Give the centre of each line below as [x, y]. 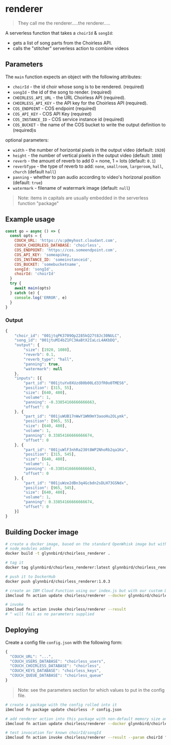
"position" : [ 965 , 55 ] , [49, 421]
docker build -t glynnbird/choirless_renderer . [58, 554]
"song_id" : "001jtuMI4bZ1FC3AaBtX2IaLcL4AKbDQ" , [67, 341]
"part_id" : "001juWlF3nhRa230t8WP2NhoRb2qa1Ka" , [76, 450]
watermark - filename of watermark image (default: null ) [72, 188]
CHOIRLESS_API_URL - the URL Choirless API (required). [69, 97]
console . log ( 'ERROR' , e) [41, 298]
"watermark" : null [43, 369]
